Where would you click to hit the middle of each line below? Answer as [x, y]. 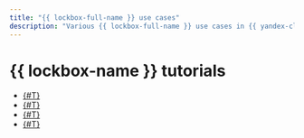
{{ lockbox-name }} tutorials [118, 71]
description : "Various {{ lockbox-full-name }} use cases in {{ [133, 26]
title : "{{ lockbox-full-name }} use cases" [95, 18]
